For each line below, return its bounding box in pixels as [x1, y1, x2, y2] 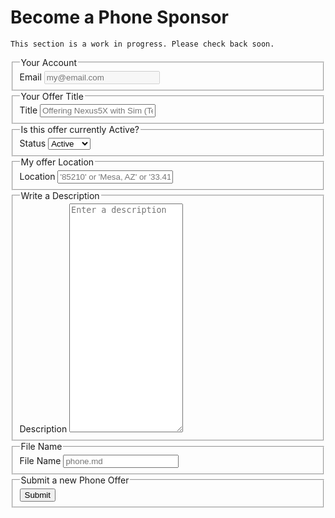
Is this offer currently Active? [20, 124, 140, 136]
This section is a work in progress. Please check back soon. [10, 39, 275, 49]
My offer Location [20, 156, 95, 168]
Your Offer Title [20, 90, 84, 102]
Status [19, 137, 47, 150]
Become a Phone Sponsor [10, 6, 229, 29]
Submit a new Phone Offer [20, 474, 130, 486]
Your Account [20, 56, 77, 68]
